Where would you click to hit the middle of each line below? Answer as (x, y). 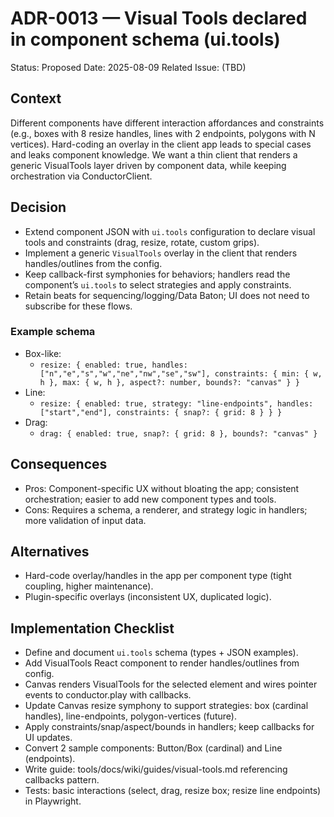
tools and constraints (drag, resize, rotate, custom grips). (142, 242)
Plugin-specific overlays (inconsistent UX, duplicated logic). (148, 597)
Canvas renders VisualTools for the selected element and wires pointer (171, 684)
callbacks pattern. (62, 780)
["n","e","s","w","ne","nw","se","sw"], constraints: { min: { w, (181, 373)
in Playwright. (53, 801)
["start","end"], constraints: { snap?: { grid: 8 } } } (161, 412)
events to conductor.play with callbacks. (108, 695)
